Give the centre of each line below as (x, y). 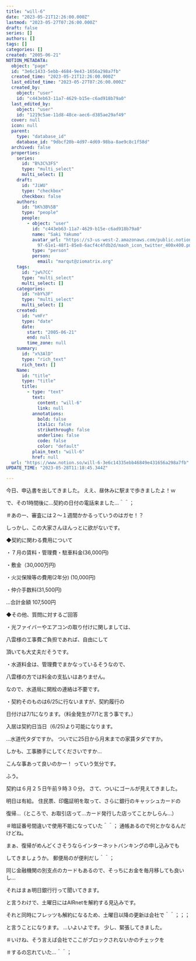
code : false (52, 441)
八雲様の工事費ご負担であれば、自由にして (57, 639)
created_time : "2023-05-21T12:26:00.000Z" (64, 77)
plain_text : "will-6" (58, 452)
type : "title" (39, 381)
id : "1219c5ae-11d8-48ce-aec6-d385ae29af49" (71, 115)
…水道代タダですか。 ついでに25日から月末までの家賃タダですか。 (86, 739)
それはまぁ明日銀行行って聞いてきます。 (54, 890)
